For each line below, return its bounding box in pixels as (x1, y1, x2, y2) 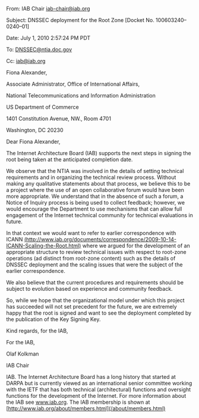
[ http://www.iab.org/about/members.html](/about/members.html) (6, 405, 166, 412)
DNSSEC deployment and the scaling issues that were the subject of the (6, 261, 183, 268)
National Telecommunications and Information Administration (6, 92, 156, 99)
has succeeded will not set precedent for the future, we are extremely (6, 303, 177, 310)
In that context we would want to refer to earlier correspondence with (6, 230, 176, 237)
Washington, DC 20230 (6, 127, 64, 133)
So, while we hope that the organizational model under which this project (6, 297, 185, 304)
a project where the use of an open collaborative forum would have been (6, 187, 184, 193)
